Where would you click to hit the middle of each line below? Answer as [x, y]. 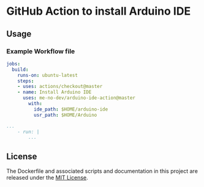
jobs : [13, 64]
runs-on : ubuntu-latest [48, 75]
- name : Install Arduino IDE [55, 92]
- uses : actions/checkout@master [60, 87]
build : [20, 69]
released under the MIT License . [47, 178]
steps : [26, 81]
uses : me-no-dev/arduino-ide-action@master [79, 98]
